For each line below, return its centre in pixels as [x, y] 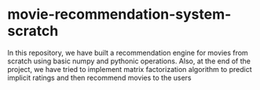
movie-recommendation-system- [119, 14]
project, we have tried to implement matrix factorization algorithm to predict [130, 69]
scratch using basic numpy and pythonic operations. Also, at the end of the [129, 61]
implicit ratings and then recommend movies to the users [99, 77]
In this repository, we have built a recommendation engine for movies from [128, 52]
